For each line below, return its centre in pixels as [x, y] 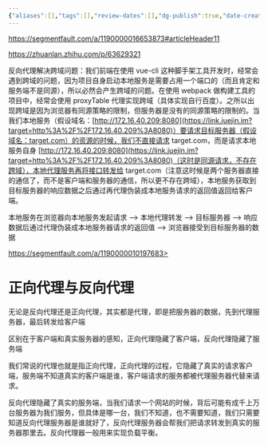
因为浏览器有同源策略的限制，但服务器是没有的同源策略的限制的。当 [148, 110]
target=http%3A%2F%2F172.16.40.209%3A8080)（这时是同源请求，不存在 [132, 160]
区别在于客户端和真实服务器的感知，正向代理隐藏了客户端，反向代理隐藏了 [130, 338]
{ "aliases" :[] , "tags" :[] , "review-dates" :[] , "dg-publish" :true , [116, 16]
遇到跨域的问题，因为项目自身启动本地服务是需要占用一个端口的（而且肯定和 [134, 80]
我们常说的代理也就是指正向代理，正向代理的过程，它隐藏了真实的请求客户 [130, 365]
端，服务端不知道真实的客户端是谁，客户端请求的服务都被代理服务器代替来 [130, 375]
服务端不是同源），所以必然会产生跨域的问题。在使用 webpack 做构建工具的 [132, 90]
